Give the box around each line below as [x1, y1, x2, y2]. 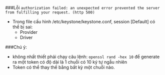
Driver [19, 35, 33, 40]
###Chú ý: [5, 44, 27, 50]
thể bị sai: [12, 24, 33, 30]
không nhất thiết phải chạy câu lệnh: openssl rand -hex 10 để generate [12, 54, 160, 60]
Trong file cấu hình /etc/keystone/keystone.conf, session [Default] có [12, 19, 155, 24]
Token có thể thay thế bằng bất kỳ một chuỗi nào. [12, 65, 115, 70]
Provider [19, 29, 37, 35]
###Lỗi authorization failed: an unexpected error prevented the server [5, 5, 160, 10]
